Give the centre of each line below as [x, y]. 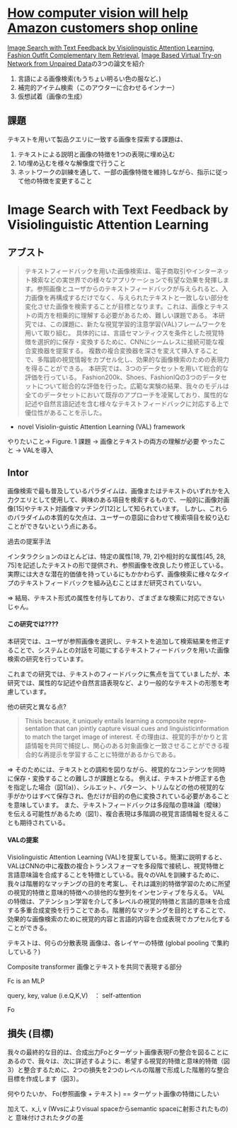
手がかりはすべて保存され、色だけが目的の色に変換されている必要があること [118, 796]
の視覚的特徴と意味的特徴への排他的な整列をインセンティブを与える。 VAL [116, 892]
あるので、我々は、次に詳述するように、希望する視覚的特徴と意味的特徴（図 [119, 1061]
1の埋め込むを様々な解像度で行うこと [71, 163]
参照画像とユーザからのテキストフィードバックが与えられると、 [129, 289]
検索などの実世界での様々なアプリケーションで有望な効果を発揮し [127, 280]
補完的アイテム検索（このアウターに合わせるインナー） [98, 87]
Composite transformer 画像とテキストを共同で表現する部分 [95, 967]
